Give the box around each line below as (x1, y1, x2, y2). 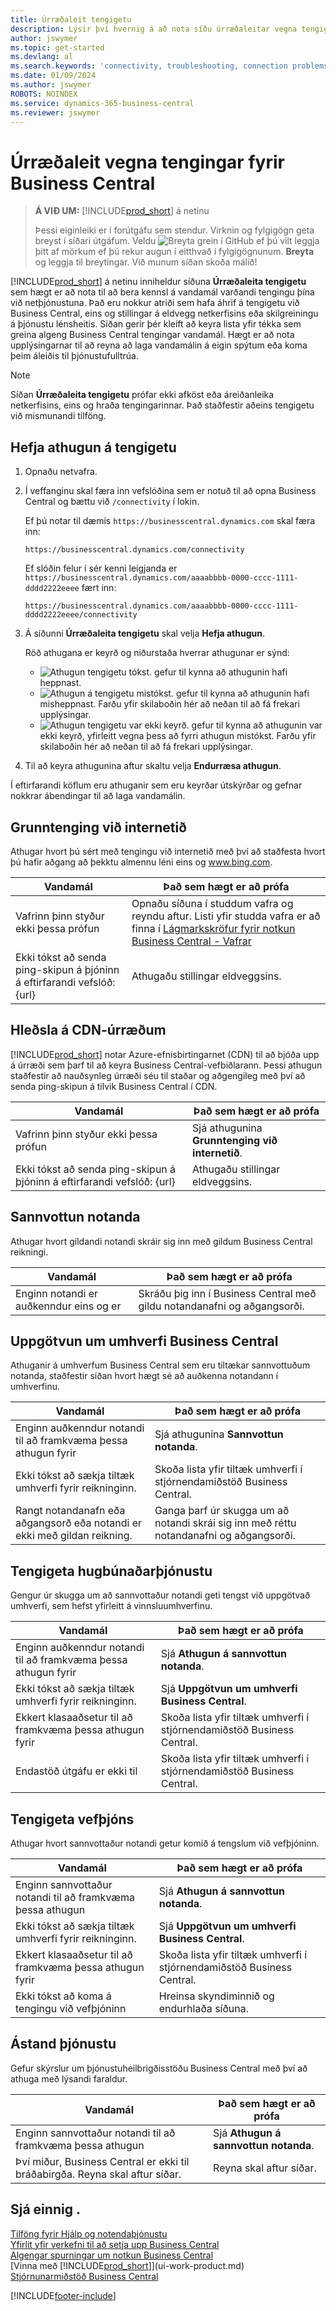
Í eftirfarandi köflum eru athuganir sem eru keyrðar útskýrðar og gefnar (10, 779, 303, 791)
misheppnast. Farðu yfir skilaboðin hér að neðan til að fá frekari (39, 698, 300, 710)
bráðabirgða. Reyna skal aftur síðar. (15, 2167, 182, 2181)
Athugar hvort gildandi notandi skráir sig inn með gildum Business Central (10, 1235, 313, 1247)
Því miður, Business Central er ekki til (15, 2154, 190, 2168)
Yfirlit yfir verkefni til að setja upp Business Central (10, 2238, 220, 2250)
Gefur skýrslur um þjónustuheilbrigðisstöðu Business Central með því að (10, 2062, 308, 2074)
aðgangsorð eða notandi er (15, 1516, 142, 1530)
